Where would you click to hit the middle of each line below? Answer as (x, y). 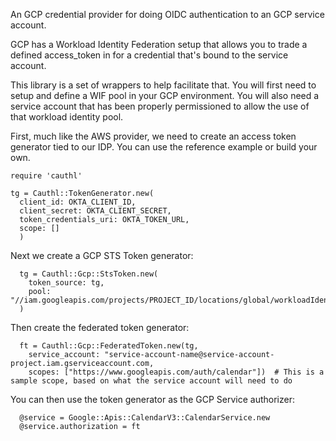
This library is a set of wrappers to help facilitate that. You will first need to (163, 85)
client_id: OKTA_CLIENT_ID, (78, 202)
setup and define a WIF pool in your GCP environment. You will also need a (165, 95)
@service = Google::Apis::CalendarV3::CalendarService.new (145, 418)
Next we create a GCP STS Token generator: (102, 255)
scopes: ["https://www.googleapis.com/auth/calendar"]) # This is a (176, 372)
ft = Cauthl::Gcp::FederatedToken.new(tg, (109, 346)
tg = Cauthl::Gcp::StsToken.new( (89, 274)
